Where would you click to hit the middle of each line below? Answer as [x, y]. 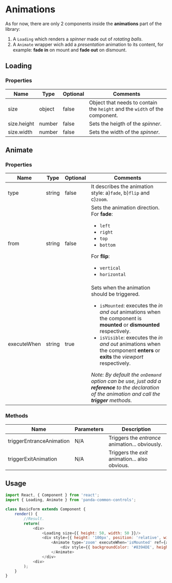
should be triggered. [115, 294]
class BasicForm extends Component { [46, 509]
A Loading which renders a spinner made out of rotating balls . [78, 39]
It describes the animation [122, 186]
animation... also [128, 459]
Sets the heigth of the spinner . [125, 123]
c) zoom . [100, 199]
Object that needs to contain [123, 102]
